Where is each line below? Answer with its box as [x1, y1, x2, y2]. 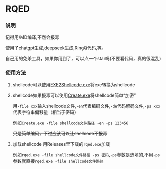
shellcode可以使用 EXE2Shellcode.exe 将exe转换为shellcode [12, 81, 135, 88]
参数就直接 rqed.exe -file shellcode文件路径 [12, 158, 104, 164]
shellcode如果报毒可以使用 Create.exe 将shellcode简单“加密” [12, 92, 136, 98]
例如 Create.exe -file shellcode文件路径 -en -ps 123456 [12, 120, 129, 126]
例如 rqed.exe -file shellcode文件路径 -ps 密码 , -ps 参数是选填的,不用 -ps [12, 151, 160, 158]
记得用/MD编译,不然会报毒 [5, 34, 59, 40]
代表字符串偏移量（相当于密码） [12, 109, 79, 115]
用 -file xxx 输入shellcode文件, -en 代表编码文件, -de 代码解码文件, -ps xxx [12, 103, 161, 109]
